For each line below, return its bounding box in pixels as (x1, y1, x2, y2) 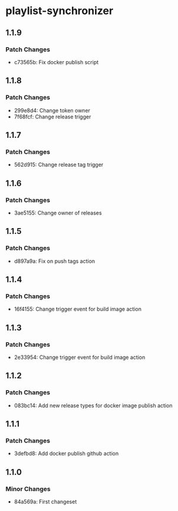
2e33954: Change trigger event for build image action (14, 354, 146, 361)
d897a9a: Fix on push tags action (14, 258, 95, 265)
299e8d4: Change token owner (14, 107, 91, 114)
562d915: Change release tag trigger (14, 161, 104, 169)
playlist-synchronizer (5, 4, 114, 18)
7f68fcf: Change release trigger (14, 113, 91, 120)
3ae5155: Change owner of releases (14, 209, 102, 216)
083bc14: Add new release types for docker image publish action (14, 402, 173, 409)
